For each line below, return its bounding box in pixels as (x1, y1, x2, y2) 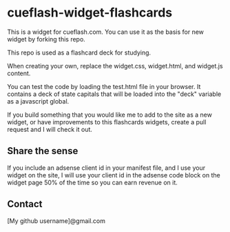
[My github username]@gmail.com (7, 216, 105, 225)
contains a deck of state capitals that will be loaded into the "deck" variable (7, 90, 222, 98)
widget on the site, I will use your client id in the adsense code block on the (7, 171, 220, 179)
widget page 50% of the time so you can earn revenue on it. (7, 178, 178, 186)
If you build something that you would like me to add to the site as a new (7, 110, 212, 119)
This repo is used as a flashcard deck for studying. (7, 48, 151, 57)
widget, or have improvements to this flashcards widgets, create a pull (7, 117, 207, 126)
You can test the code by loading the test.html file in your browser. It (7, 82, 201, 90)
